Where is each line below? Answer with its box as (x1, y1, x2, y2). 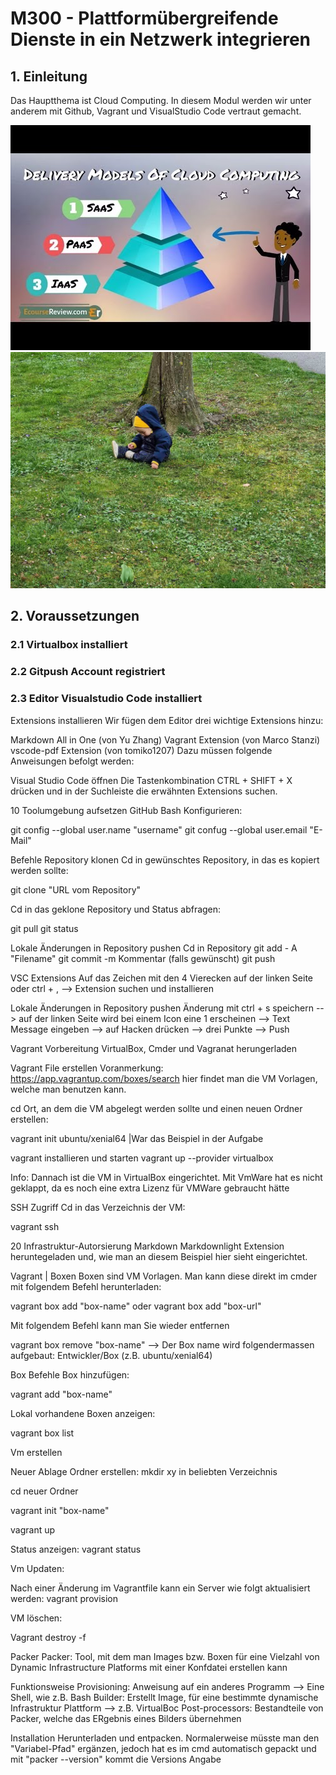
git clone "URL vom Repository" (10, 883, 142, 896)
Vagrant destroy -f (10, 1631, 87, 1643)
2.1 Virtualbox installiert (10, 638, 128, 652)
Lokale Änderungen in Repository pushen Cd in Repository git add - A (10, 942, 298, 954)
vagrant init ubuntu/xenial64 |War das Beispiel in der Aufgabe (10, 1132, 264, 1144)
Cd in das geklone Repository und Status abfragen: (10, 903, 222, 915)
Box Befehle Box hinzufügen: (10, 1368, 130, 1381)
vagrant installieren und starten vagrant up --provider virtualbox (10, 1152, 274, 1164)
